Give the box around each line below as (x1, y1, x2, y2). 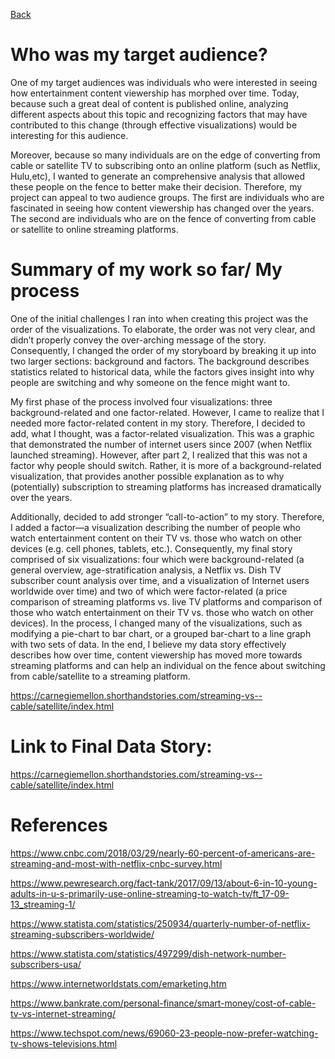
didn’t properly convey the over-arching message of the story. (10, 334, 267, 346)
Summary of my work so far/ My (10, 259, 283, 281)
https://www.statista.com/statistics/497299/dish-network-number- (10, 947, 287, 959)
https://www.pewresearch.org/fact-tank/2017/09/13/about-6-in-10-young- (10, 877, 318, 889)
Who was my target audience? (10, 44, 268, 66)
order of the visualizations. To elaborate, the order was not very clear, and (10, 323, 316, 335)
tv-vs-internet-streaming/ (10, 1007, 116, 1019)
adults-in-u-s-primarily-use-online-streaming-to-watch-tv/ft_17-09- (10, 887, 290, 899)
